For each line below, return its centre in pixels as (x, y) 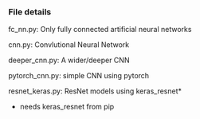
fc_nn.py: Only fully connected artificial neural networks (100, 30)
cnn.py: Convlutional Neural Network (69, 45)
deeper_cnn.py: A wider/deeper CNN (69, 60)
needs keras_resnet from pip (67, 107)
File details (30, 12)
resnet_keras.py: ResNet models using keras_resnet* (95, 91)
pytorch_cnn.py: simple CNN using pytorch (79, 76)
